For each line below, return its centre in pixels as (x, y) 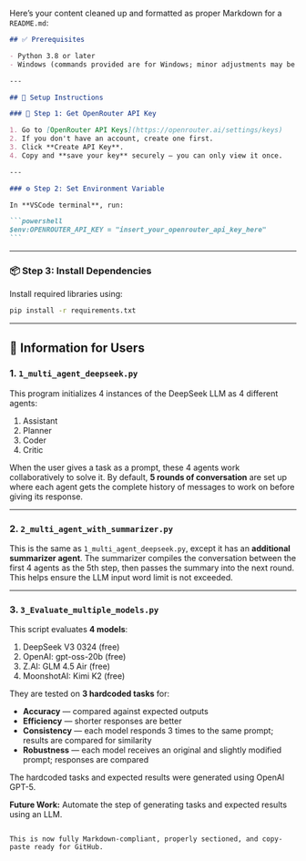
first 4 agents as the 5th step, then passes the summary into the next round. (152, 568)
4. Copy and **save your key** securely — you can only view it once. (146, 155)
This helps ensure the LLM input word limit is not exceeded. (122, 578)
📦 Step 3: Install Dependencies (81, 271)
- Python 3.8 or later (52, 56)
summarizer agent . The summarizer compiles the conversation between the (153, 559)
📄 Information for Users (77, 348)
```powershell (36, 221)
